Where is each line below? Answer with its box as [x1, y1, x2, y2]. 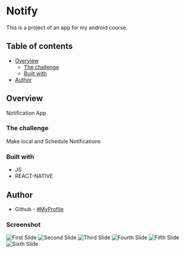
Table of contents [6, 41, 73, 51]
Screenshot [6, 220, 41, 229]
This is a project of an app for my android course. [6, 24, 128, 31]
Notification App [6, 109, 47, 116]
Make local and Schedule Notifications [6, 137, 101, 144]
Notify [6, 4, 38, 18]
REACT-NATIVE [14, 172, 53, 180]
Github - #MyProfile [14, 205, 64, 212]
